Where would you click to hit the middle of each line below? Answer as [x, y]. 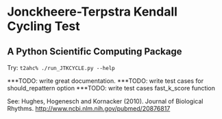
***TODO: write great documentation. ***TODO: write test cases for [106, 81]
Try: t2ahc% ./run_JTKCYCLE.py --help [61, 68]
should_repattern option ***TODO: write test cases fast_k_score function [111, 88]
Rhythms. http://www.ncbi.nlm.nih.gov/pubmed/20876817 [89, 108]
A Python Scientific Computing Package [95, 51]
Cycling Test [44, 26]
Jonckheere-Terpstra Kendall [92, 12]
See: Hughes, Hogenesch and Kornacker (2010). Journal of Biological [105, 101]
